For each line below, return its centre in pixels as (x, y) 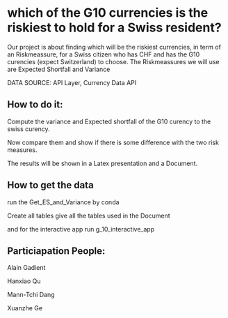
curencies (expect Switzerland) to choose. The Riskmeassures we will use (114, 61)
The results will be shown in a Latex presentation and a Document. (103, 163)
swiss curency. (28, 129)
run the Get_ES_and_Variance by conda (63, 202)
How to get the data (50, 185)
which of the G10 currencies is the (108, 13)
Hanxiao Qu (24, 281)
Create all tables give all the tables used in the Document (89, 215)
